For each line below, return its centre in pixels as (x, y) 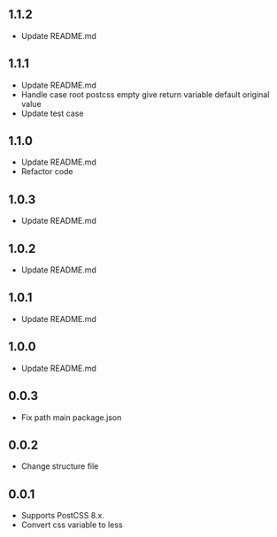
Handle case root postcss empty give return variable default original (145, 94)
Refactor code (47, 172)
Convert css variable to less (72, 525)
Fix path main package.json (71, 417)
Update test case (52, 113)
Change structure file (60, 466)
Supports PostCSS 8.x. (63, 516)
